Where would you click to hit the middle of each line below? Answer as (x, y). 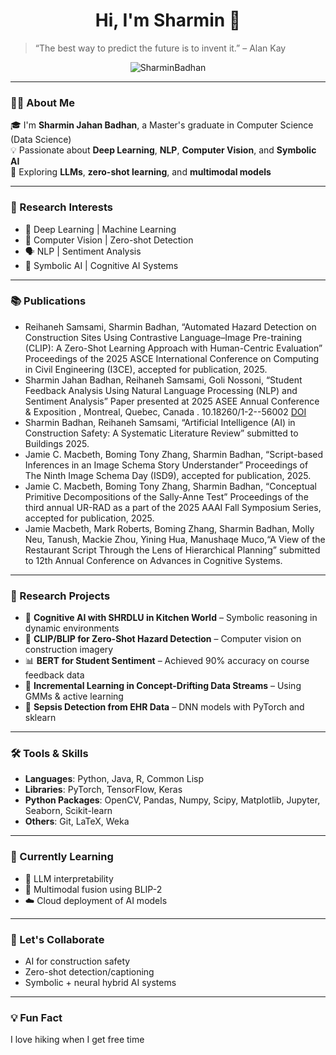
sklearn (40, 718)
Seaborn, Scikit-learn (68, 811)
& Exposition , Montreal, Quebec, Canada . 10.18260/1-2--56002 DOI (165, 411)
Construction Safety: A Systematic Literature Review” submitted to (161, 433)
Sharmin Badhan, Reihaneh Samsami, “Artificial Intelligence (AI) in (160, 422)
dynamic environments (72, 628)
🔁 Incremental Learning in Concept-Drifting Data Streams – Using (163, 686)
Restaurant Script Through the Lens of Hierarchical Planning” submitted (172, 550)
